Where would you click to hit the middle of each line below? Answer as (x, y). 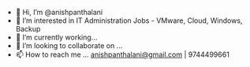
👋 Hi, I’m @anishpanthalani (59, 12)
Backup (28, 29)
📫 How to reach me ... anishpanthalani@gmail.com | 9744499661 (123, 54)
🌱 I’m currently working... (56, 37)
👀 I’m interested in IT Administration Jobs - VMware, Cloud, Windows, (129, 20)
